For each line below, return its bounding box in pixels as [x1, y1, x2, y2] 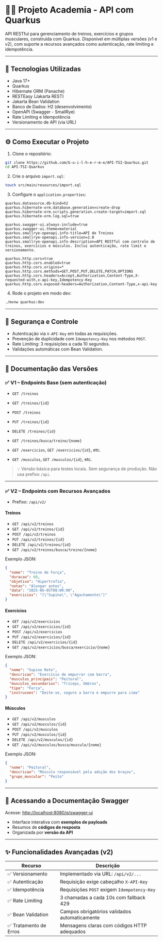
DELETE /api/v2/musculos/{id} [12, 737, 74, 743]
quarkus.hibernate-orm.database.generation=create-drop [5, 205, 120, 210]
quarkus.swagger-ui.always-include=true [5, 222, 88, 227]
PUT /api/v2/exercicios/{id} [12, 635, 71, 640]
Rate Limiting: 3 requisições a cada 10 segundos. [12, 341, 110, 347]
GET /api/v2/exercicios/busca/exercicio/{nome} [12, 645, 110, 650]
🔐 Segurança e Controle [5, 318, 79, 326]
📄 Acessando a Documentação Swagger [5, 797, 130, 805]
